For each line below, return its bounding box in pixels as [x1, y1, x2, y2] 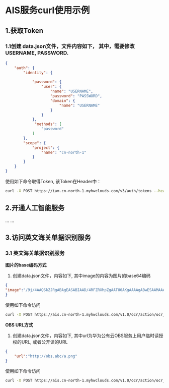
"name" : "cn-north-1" [41, 150, 87, 155]
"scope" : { [23, 140, 46, 145]
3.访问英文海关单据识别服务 [5, 233, 92, 242]
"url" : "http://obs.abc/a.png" [14, 354, 78, 359]
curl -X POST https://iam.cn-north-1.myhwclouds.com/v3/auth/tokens [5, 188, 152, 193]
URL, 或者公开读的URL [21, 339, 68, 345]
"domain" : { [50, 98, 75, 103]
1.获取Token [5, 26, 44, 35]
